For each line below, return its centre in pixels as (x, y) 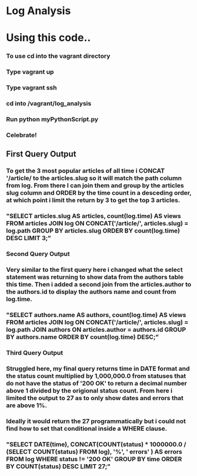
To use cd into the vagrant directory (58, 56)
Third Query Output (35, 352)
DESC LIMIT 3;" (29, 238)
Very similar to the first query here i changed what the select (95, 269)
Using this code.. (49, 38)
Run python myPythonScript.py (52, 119)
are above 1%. (27, 405)
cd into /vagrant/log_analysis (49, 104)
